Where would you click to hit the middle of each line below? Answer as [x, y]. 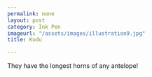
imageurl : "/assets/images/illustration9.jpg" [76, 33]
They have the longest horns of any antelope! [73, 66]
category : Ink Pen [34, 27]
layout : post [26, 20]
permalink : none [31, 14]
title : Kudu [25, 40]
